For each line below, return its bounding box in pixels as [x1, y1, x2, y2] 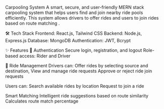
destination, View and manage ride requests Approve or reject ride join [5, 68, 152, 74]
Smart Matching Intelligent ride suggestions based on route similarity [5, 93, 149, 98]
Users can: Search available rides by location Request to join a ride [5, 83, 144, 89]
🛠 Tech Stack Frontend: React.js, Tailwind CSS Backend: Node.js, [5, 30, 142, 36]
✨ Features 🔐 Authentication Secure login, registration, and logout [5, 47, 142, 53]
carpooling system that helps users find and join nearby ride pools [5, 10, 143, 16]
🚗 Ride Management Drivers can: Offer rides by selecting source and [5, 63, 148, 68]
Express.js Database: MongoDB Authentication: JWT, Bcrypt [5, 38, 131, 43]
